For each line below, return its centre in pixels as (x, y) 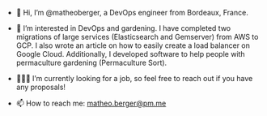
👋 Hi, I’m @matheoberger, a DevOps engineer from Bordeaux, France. (132, 13)
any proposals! (41, 87)
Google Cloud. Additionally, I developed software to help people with (130, 54)
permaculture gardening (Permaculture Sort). (91, 62)
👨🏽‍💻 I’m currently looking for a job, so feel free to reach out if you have (134, 78)
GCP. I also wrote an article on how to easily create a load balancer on (133, 45)
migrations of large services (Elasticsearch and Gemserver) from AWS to (137, 37)
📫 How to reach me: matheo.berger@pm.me (91, 103)
